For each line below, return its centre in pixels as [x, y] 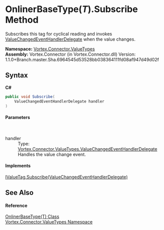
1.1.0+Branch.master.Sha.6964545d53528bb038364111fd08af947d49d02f [82, 59]
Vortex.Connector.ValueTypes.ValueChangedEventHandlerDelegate [88, 149]
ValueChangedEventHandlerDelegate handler [59, 101]
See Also [19, 193]
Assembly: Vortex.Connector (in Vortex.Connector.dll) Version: [70, 54]
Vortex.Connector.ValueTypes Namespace [49, 222]
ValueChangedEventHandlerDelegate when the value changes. [70, 39]
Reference [16, 205]
